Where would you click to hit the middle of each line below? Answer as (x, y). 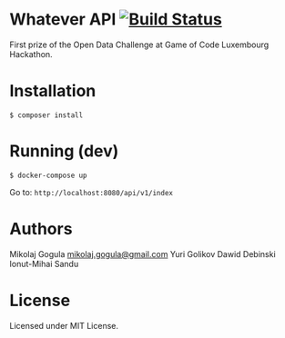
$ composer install (46, 115)
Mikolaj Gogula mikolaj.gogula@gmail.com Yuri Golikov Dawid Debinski (142, 253)
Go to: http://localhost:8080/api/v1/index (91, 192)
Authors (41, 229)
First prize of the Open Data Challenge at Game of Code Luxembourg (139, 45)
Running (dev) (64, 151)
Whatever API (63, 20)
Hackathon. (31, 54)
